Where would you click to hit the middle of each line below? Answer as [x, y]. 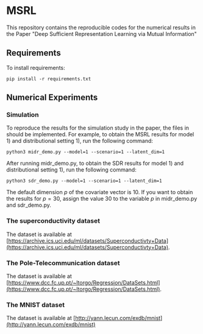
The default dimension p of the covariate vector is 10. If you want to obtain [100, 192]
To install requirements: [36, 68]
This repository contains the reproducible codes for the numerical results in [101, 27]
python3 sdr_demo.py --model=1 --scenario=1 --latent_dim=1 [84, 181]
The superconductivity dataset [53, 221]
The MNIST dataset [36, 305]
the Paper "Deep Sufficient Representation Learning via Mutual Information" [101, 33]
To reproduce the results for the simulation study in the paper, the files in [98, 128]
